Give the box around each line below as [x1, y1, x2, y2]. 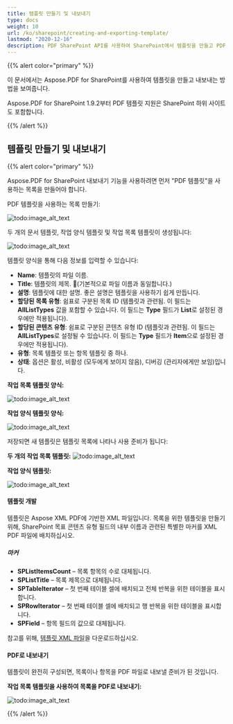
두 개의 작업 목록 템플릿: [7, 452, 71, 460]
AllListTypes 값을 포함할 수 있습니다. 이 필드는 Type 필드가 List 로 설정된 [17, 306, 216, 314]
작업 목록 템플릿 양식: [7, 380, 64, 389]
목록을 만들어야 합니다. [25, 185, 87, 193]
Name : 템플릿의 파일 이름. [17, 271, 89, 279]
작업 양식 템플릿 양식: [7, 409, 64, 417]
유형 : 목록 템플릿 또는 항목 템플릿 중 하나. [17, 348, 128, 357]
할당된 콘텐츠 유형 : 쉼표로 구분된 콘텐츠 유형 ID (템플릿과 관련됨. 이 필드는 [17, 323, 216, 331]
